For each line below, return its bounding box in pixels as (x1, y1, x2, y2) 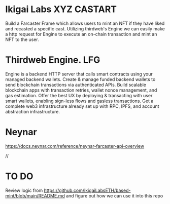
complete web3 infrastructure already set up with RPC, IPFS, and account (5, 103, 159, 109)
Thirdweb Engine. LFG (5, 54, 100, 66)
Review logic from (5, 187, 43, 193)
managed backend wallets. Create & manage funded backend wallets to (5, 76, 156, 82)
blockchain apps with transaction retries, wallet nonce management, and (5, 87, 157, 93)
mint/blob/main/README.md (5, 192, 65, 198)
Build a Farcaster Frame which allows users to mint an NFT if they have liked (5, 20, 165, 26)
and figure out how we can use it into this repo (65, 192, 163, 198)
